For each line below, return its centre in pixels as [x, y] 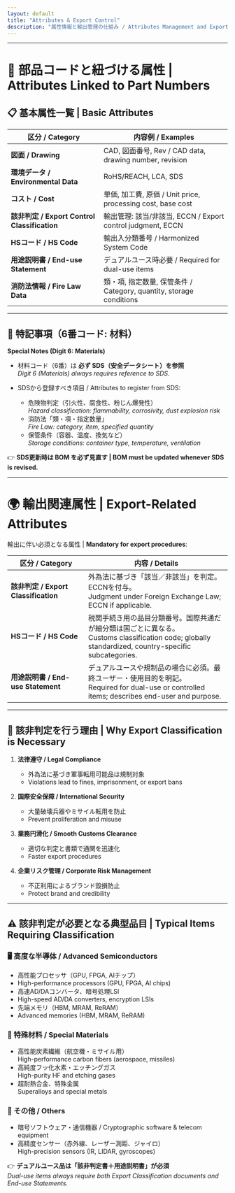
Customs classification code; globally [150, 638]
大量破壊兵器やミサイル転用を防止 [77, 811]
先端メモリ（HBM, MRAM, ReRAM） [70, 1007]
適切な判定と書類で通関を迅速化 [74, 848]
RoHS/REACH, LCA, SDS [144, 177]
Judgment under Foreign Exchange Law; [155, 596]
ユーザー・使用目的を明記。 [141, 678]
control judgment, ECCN [143, 226]
